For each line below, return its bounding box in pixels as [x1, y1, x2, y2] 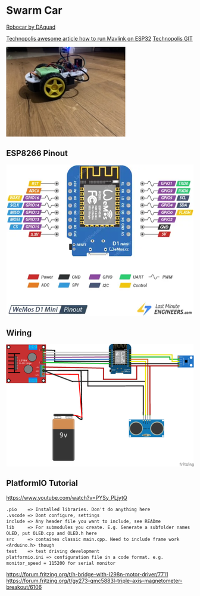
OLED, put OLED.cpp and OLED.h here [6, 530, 97, 536]
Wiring [6, 328, 32, 338]
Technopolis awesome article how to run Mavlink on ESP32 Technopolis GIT [6, 35, 193, 42]
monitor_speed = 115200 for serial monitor [6, 560, 116, 566]
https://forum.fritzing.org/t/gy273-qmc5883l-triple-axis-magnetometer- [6, 577, 183, 584]
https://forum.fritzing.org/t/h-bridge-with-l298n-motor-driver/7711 [6, 570, 168, 577]
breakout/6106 [6, 583, 42, 591]
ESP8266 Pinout [6, 148, 68, 158]
